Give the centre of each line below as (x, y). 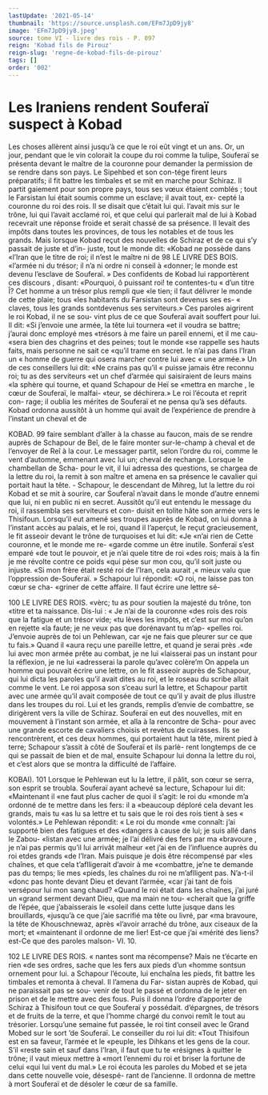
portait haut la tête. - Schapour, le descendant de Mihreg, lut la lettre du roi (132, 485)
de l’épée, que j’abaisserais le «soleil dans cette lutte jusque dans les (122, 907)
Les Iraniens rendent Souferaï (108, 107)
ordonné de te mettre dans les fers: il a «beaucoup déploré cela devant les (131, 805)
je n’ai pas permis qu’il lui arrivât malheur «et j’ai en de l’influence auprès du (133, 847)
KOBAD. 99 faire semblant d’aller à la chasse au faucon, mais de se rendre (131, 434)
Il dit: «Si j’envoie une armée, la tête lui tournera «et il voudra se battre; (125, 325)
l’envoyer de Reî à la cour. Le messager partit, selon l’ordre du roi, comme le (133, 451)
